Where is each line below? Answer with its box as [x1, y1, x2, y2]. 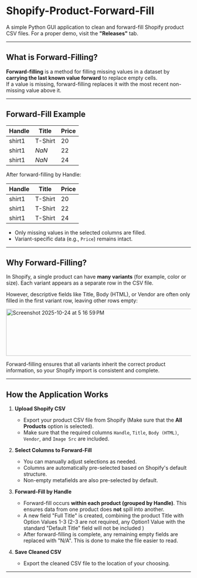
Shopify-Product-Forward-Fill [6, 4, 154, 18]
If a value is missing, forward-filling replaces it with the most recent [6, 81, 169, 88]
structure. [23, 470, 47, 477]
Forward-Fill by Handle [14, 488, 72, 495]
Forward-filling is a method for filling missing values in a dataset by [6, 68, 170, 75]
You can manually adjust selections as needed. [23, 458, 137, 465]
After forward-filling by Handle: [6, 171, 81, 178]
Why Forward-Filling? [6, 258, 87, 268]
